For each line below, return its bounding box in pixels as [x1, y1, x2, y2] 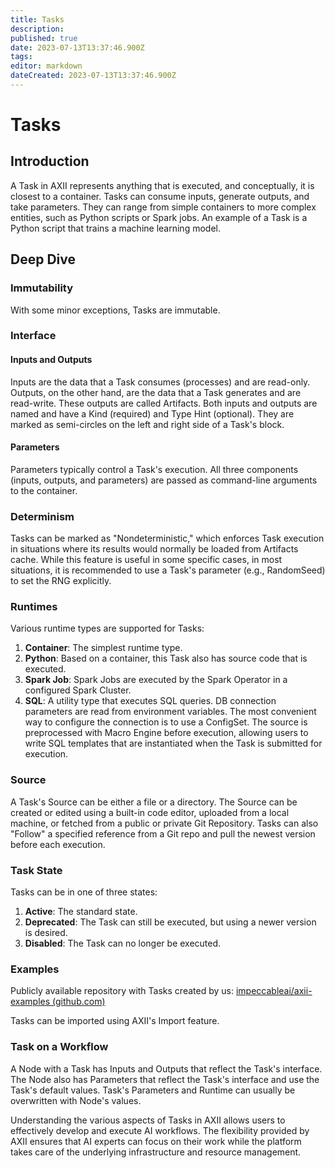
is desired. [24, 927, 68, 939]
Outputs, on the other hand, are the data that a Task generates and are [10, 386, 302, 398]
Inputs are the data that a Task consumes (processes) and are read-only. [10, 376, 311, 388]
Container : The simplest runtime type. [24, 642, 183, 654]
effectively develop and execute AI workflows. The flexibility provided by [10, 1124, 310, 1136]
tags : [10, 52, 33, 62]
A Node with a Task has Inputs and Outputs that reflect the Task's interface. [10, 1062, 323, 1075]
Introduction [10, 153, 90, 170]
